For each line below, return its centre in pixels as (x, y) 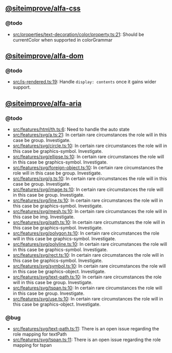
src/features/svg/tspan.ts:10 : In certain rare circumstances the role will (88, 288)
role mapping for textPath (40, 334)
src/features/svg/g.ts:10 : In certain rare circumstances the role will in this (90, 179)
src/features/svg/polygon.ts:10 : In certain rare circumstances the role (86, 233)
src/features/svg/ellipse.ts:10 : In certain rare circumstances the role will (88, 157)
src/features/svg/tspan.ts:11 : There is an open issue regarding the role (87, 340)
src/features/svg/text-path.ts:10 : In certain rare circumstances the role (87, 277)
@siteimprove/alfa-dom (44, 56)
